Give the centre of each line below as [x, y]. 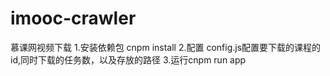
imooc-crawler [73, 18]
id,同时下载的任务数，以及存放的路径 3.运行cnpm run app [128, 59]
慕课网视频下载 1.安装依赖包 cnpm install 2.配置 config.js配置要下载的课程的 [166, 47]
